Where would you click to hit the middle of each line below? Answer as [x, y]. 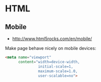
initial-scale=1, [56, 66]
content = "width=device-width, [49, 62]
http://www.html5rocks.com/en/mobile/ [52, 39]
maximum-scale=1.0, [58, 71]
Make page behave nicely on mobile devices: [51, 48]
